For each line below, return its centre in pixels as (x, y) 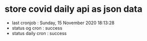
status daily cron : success (39, 33)
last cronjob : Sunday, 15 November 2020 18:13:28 (63, 23)
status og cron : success (37, 28)
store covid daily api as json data (73, 9)
